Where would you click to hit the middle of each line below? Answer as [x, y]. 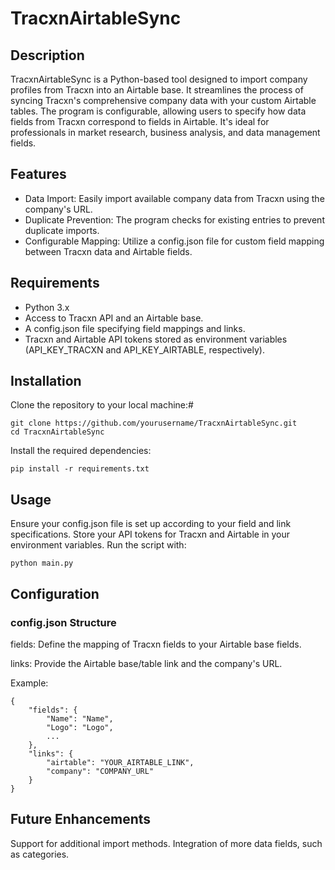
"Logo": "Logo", [80, 727]
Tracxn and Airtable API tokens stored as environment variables [156, 339]
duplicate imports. [62, 230]
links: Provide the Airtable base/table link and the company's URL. [146, 663]
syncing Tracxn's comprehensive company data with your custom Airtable [163, 100]
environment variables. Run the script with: [98, 545]
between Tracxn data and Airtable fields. [108, 251]
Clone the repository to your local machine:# [102, 405]
